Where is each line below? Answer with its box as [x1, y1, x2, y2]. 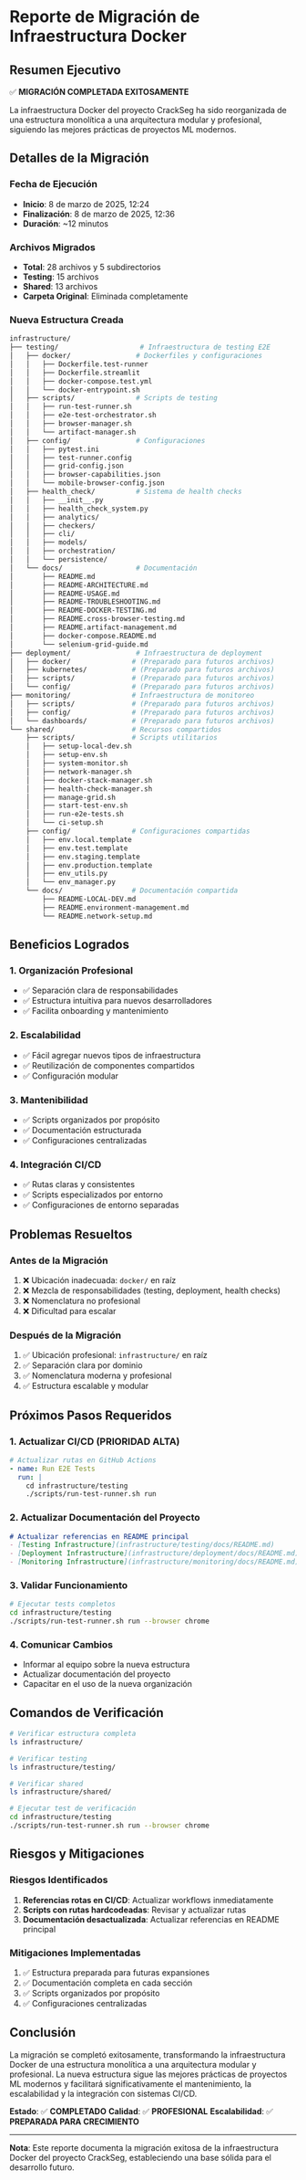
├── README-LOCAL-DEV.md [42, 895, 137, 904]
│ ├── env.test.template [25, 843, 128, 853]
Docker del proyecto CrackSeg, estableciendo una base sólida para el [9, 2152, 271, 2163]
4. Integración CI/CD [9, 1158, 102, 1171]
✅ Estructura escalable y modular [22, 1381, 149, 1392]
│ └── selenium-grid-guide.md [9, 639, 148, 649]
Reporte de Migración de [9, 6, 200, 27]
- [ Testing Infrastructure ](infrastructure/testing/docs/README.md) [9, 1541, 275, 1550]
